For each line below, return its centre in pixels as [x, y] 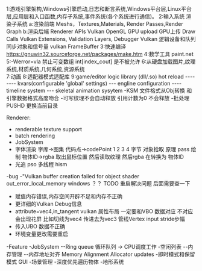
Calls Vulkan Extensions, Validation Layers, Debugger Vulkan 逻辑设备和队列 [101, 39]
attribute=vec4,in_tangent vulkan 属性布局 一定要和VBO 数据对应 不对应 [104, 211]
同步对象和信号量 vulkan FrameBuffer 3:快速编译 [66, 46]
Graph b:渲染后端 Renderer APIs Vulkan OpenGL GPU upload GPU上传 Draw [101, 31]
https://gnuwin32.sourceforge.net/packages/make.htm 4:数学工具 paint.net [100, 54]
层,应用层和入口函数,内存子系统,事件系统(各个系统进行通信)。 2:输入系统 [96, 16]
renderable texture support [49, 129]
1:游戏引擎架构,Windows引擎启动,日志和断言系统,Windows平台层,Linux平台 [99, 9]
